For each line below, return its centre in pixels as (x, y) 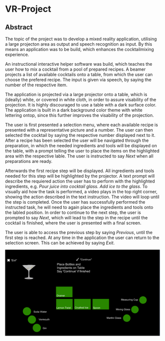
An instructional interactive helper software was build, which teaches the (79, 64)
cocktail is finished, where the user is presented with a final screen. (73, 223)
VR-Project (28, 9)
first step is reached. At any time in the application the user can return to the (82, 237)
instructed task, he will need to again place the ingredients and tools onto (79, 207)
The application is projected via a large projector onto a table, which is (76, 94)
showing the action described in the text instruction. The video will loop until (82, 197)
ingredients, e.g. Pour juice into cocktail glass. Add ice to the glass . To (76, 186)
